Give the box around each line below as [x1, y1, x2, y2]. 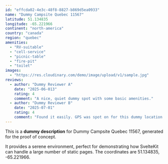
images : [5, 68, 22, 73]
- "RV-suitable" [10, 45, 44, 50]
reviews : [5, 77, 24, 82]
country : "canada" [5, 31, 44, 36]
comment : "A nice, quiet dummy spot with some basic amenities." [14, 96, 154, 101]
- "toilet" [10, 63, 33, 68]
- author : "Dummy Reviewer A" [10, 82, 73, 87]
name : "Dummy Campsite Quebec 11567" [5, 12, 84, 17]
